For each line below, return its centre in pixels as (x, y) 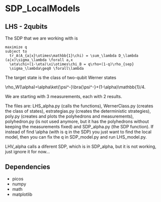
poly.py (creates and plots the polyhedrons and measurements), (70, 116)
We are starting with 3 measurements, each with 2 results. (64, 96)
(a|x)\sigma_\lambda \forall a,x (39, 60)
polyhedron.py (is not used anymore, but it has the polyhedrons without (77, 121)
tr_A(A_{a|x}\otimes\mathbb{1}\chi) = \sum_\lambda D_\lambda (74, 56)
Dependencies (28, 167)
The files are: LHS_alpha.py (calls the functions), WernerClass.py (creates (79, 106)
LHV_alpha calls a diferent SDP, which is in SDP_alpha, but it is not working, (81, 146)
